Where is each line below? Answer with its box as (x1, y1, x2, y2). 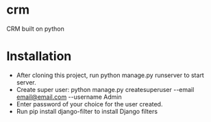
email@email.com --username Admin (16, 93, 122, 101)
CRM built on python (6, 25, 64, 33)
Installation (6, 48, 72, 64)
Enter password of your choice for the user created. (16, 100, 163, 108)
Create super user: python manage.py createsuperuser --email (16, 85, 195, 93)
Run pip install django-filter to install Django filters (16, 107, 158, 115)
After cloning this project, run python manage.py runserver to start (16, 71, 205, 79)
